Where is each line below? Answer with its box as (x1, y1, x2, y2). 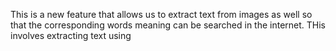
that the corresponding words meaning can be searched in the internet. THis (10, 19, 327, 31)
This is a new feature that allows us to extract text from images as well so (10, 9, 313, 20)
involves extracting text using (10, 30, 132, 41)
